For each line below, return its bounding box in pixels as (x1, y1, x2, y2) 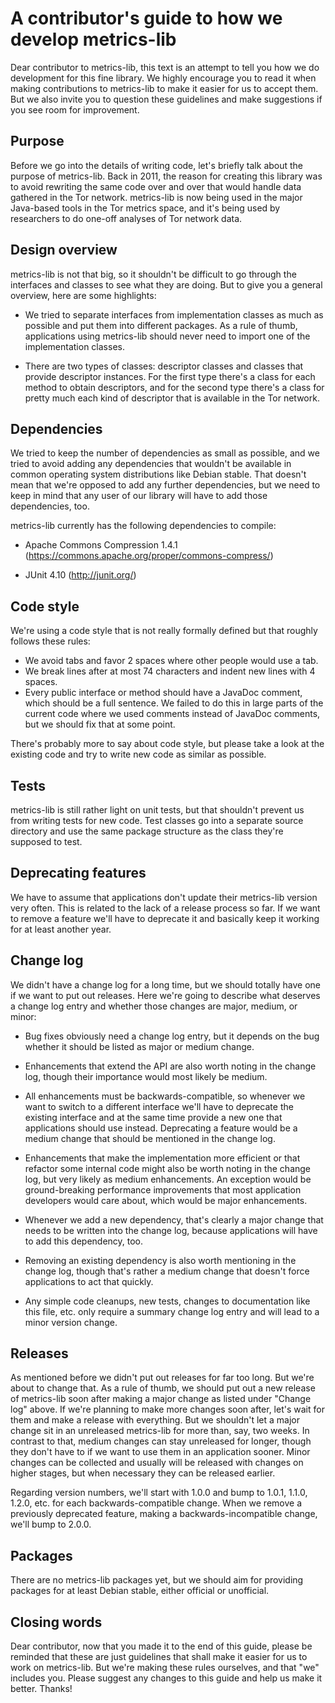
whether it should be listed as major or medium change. (24, 1040, 255, 1052)
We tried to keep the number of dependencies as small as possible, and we (10, 447, 320, 459)
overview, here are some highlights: (10, 289, 157, 301)
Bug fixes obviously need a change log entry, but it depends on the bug (24, 1030, 320, 1042)
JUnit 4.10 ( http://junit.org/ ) (24, 569, 137, 581)
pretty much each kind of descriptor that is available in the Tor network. (24, 392, 320, 404)
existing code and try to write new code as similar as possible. (10, 748, 267, 761)
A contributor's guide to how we (10, 7, 283, 30)
